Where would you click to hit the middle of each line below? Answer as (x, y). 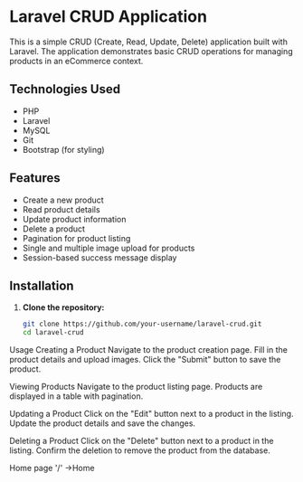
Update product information (74, 219)
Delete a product (54, 229)
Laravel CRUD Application (109, 17)
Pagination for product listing (76, 238)
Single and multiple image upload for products (109, 248)
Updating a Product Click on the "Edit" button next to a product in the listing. (151, 414)
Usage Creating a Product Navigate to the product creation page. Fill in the (148, 350)
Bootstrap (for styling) (64, 149)
